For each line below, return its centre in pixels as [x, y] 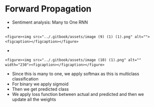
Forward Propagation [48, 9]
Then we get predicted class [40, 89]
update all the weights [34, 99]
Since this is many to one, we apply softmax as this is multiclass [76, 74]
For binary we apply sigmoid [40, 84]
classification [25, 79]
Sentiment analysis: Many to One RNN [50, 22]
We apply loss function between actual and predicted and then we [78, 94]
